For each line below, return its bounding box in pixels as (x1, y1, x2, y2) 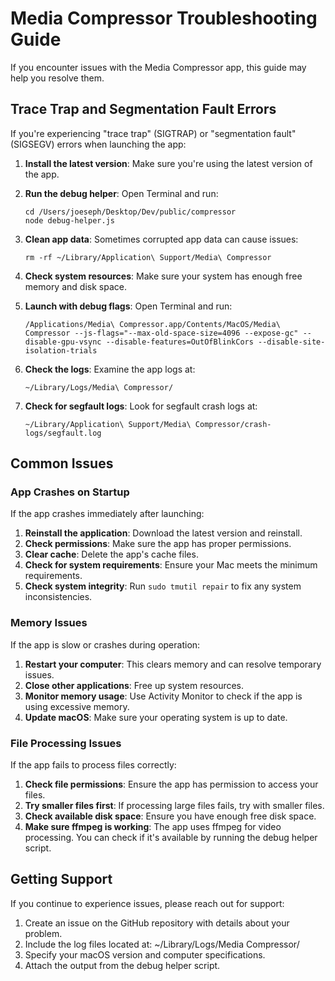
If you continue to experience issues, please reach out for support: (10, 897, 285, 909)
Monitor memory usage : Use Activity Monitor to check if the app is (24, 690, 303, 702)
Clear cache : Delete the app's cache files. (24, 548, 199, 561)
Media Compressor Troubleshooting (10, 7, 318, 30)
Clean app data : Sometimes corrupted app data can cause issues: (24, 233, 299, 245)
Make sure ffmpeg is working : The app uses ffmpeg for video (24, 821, 282, 833)
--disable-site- (258, 337, 326, 347)
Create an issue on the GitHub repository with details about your (24, 917, 290, 929)
